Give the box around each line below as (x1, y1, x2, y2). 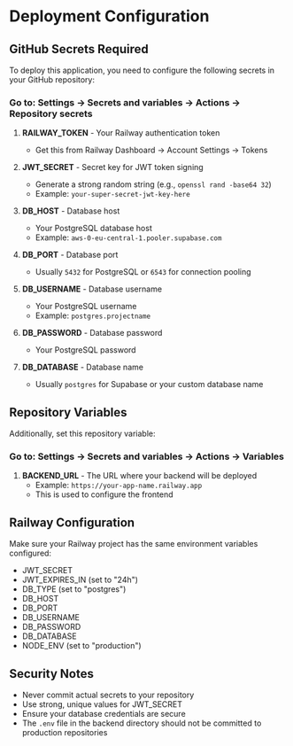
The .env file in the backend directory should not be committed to (21, 718, 262, 728)
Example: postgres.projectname (35, 310, 151, 321)
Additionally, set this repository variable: (9, 428, 156, 439)
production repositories (21, 727, 108, 738)
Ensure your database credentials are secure (21, 709, 186, 719)
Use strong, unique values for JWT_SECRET (21, 699, 183, 710)
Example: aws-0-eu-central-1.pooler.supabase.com (35, 232, 222, 243)
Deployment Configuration (9, 6, 210, 27)
